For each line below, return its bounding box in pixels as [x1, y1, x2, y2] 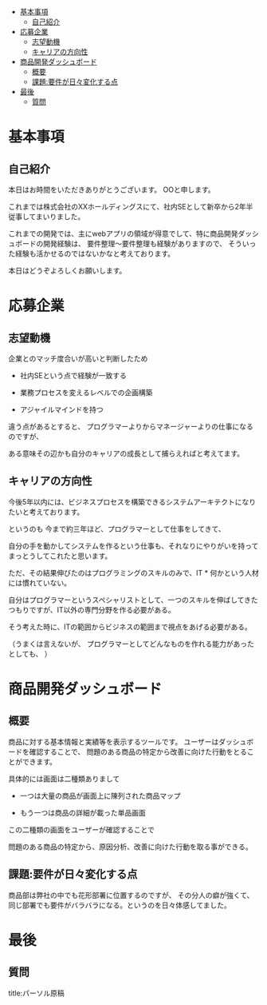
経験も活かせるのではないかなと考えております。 [14, 249, 175, 258]
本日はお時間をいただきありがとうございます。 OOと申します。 [8, 185, 215, 194]
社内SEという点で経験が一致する [19, 371, 128, 380]
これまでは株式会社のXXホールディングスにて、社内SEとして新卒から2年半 [8, 202, 253, 211]
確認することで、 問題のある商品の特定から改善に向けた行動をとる [29, 747, 247, 756]
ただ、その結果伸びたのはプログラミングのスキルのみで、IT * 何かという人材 [8, 568, 259, 577]
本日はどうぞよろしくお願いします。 [8, 266, 127, 275]
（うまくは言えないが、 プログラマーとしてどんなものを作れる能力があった [8, 639, 255, 648]
